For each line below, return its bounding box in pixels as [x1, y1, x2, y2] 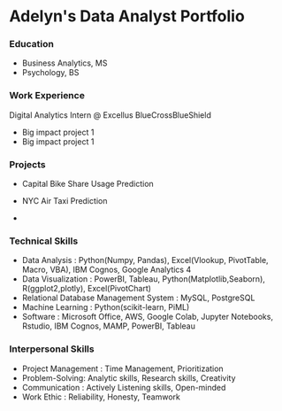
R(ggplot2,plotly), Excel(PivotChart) [21, 283, 152, 294]
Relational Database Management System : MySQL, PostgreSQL [21, 292, 255, 303]
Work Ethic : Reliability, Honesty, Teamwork [21, 392, 181, 402]
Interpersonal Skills [9, 343, 95, 355]
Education [9, 38, 55, 50]
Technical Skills [9, 235, 79, 247]
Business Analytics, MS [21, 58, 108, 68]
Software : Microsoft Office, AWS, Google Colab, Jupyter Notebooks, [21, 312, 274, 322]
